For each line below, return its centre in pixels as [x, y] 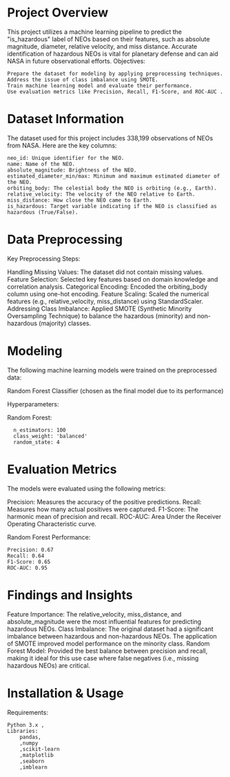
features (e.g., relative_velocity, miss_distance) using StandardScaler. [105, 301]
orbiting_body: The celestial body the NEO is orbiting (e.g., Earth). [112, 188]
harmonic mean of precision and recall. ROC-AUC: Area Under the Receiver [114, 516]
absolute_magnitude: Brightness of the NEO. [72, 170]
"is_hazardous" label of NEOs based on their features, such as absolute [108, 39]
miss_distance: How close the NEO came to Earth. [80, 200]
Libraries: [23, 731]
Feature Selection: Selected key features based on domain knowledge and [113, 279]
